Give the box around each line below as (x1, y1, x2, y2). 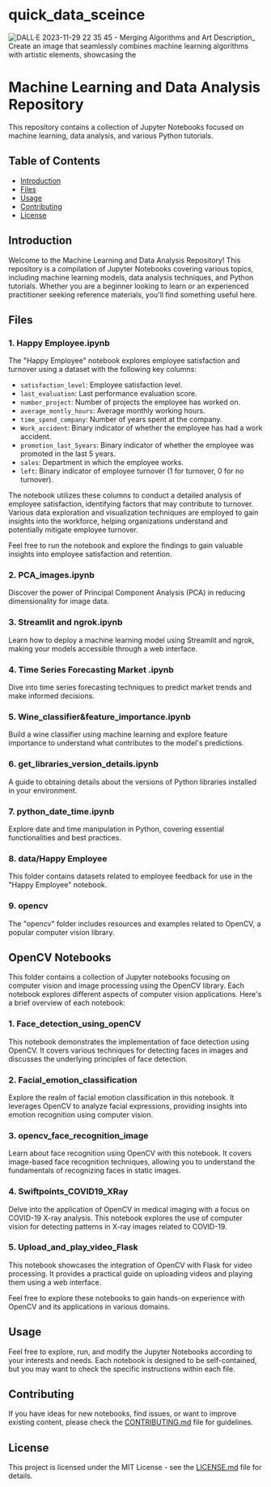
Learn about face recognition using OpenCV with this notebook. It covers (8, 1148, 252, 1158)
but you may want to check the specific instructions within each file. (8, 1364, 236, 1374)
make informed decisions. (8, 691, 95, 701)
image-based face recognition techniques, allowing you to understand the (8, 1157, 256, 1167)
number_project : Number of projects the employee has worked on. (19, 397, 241, 407)
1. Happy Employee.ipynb (8, 337, 111, 348)
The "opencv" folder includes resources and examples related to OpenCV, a (8, 918, 261, 929)
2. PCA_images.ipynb (8, 570, 95, 581)
